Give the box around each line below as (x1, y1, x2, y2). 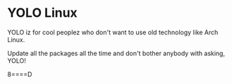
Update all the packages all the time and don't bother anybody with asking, (7, 49, 226, 57)
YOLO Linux (7, 5, 78, 21)
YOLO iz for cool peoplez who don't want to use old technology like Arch (7, 28, 219, 36)
